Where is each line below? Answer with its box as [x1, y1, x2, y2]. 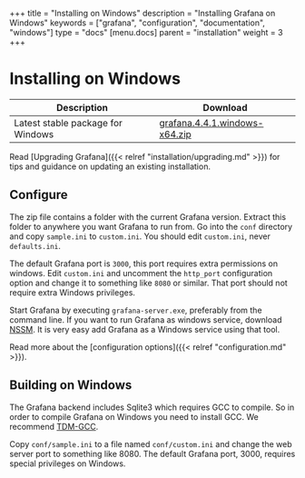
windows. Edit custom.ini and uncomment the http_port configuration [9, 267, 273, 278]
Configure [9, 187, 68, 203]
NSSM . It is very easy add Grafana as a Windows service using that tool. [9, 324, 280, 334]
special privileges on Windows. [9, 458, 126, 469]
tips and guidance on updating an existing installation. [9, 161, 212, 172]
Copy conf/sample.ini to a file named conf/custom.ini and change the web [9, 438, 292, 449]
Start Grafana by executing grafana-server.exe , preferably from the [9, 304, 262, 315]
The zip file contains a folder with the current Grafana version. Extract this [9, 211, 287, 222]
